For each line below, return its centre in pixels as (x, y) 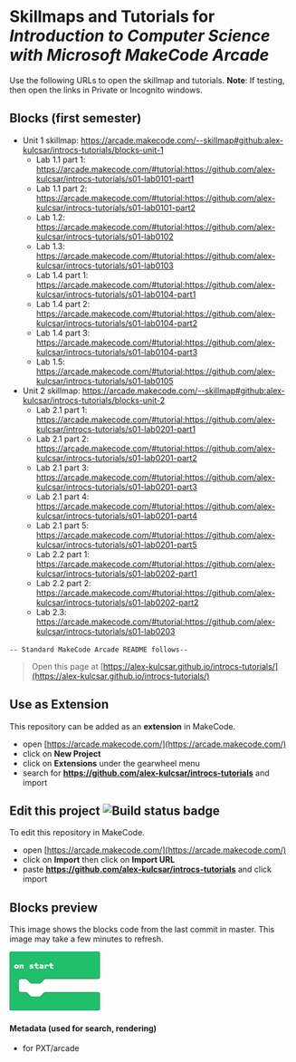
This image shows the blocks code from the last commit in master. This (142, 930)
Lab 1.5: (50, 362)
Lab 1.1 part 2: (62, 188)
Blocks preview (53, 908)
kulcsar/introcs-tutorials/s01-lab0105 (105, 381)
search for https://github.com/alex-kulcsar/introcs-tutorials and (146, 773)
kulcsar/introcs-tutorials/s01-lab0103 (105, 265)
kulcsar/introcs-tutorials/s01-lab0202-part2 (117, 602)
